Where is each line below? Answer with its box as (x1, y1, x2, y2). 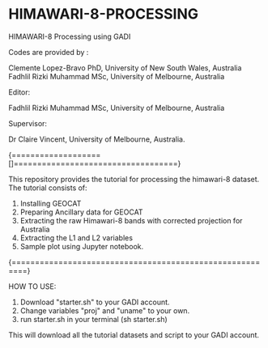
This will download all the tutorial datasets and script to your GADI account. (8, 329, 259, 340)
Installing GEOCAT (19, 198, 82, 208)
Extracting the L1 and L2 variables (19, 232, 134, 243)
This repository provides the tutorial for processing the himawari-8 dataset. (8, 174, 260, 184)
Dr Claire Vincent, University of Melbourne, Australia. (8, 134, 185, 144)
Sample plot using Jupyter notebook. (19, 241, 144, 251)
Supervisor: (8, 118, 47, 128)
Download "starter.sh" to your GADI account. (19, 297, 170, 307)
